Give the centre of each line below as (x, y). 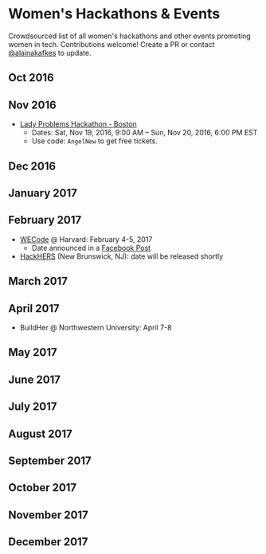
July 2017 (33, 407)
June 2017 (35, 379)
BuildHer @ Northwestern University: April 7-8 (96, 327)
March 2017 (38, 281)
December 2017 (48, 542)
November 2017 (49, 515)
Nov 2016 (33, 105)
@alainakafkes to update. (50, 53)
